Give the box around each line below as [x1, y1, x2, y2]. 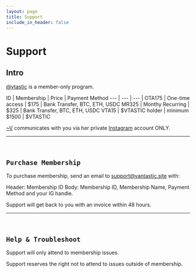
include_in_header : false [6, 19, 69, 25]
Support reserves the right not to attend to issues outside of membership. [6, 261, 183, 267]
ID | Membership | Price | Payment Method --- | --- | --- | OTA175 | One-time [6, 95, 190, 102]
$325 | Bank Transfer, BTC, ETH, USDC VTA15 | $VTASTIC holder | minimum [6, 107, 189, 114]
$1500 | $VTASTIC [6, 113, 51, 120]
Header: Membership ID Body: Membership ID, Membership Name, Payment [6, 184, 190, 191]
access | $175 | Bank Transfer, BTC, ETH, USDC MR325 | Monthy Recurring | [6, 101, 190, 108]
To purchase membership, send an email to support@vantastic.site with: [6, 172, 180, 179]
